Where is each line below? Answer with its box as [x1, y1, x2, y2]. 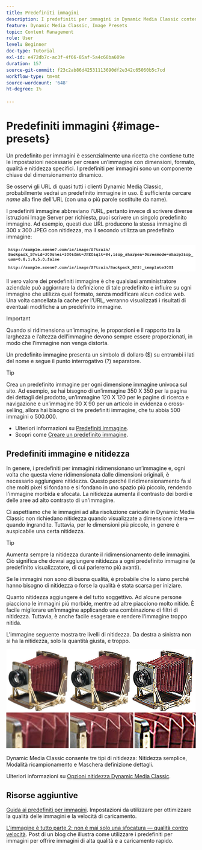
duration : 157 [6, 60, 42, 66]
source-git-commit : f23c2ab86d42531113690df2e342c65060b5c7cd [6, 67, 165, 73]
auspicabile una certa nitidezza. [6, 528, 85, 535]
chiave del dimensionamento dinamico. [6, 171, 103, 178]
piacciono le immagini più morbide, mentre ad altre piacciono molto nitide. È [6, 600, 195, 607]
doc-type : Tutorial [6, 48, 55, 54]
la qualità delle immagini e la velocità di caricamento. [6, 813, 137, 820]
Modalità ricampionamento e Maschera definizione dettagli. [6, 761, 154, 769]
